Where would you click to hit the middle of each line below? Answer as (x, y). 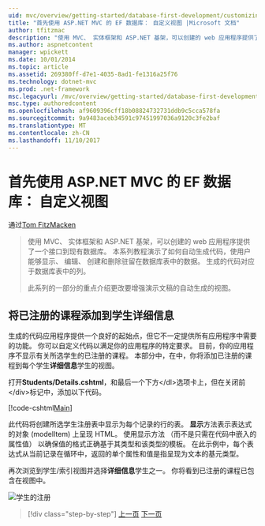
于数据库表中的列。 (59, 271)
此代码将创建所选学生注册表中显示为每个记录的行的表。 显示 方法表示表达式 (130, 424)
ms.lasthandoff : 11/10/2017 (54, 140)
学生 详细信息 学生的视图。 (77, 366)
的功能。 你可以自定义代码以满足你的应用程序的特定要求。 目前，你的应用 (127, 346)
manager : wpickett (38, 52)
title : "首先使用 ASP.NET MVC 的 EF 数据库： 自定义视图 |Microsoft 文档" (124, 23)
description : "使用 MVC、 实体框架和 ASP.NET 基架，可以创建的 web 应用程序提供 (131, 38)
